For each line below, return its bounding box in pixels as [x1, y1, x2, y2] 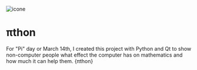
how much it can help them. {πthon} [6, 57, 94, 64]
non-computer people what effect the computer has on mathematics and [6, 51, 183, 58]
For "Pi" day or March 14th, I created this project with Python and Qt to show [6, 45, 192, 52]
